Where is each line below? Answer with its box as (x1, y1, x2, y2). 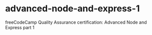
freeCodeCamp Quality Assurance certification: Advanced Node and (5, 19, 147, 25)
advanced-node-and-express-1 (5, 3, 140, 14)
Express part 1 (5, 24, 35, 30)
